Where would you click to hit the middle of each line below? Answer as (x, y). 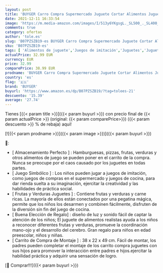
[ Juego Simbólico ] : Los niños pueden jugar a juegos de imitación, (79, 173)
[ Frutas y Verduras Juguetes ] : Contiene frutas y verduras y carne (79, 194)
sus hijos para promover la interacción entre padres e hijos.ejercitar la (82, 251)
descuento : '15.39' (25, 95)
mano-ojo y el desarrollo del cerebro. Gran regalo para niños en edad (81, 230)
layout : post (18, 9)
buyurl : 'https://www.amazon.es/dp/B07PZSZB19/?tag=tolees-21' (70, 91)
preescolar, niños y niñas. (38, 235)
